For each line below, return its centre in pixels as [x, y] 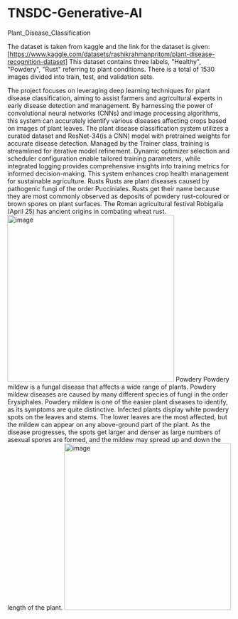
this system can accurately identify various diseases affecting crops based [117, 120]
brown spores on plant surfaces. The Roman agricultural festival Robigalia [115, 203]
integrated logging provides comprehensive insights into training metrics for [118, 166]
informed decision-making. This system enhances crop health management [118, 173]
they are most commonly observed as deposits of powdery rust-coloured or [118, 196]
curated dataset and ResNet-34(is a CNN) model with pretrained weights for [119, 136]
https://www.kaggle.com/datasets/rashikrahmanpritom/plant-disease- [112, 54]
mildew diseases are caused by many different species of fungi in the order [118, 394]
